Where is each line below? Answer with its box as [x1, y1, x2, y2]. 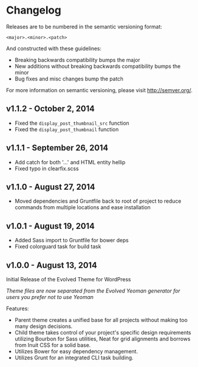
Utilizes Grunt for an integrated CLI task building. [14, 354, 134, 361]
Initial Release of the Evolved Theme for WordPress [6, 276, 131, 282]
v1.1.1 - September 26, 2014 [6, 143, 108, 153]
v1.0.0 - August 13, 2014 [6, 260, 98, 270]
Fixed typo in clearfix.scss [14, 165, 79, 172]
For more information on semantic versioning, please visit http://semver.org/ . [6, 86, 193, 93]
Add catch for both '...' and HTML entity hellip [14, 158, 126, 165]
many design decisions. [14, 323, 73, 330]
